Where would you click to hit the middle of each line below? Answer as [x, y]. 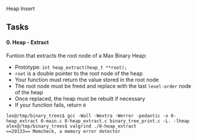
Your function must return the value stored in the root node [87, 79]
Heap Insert [20, 9]
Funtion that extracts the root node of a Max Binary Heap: [77, 55]
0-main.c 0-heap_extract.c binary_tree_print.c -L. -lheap [115, 121]
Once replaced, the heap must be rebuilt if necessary [80, 98]
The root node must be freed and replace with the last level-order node [103, 86]
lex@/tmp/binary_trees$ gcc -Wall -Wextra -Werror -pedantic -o [87, 116]
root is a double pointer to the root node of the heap [79, 73]
